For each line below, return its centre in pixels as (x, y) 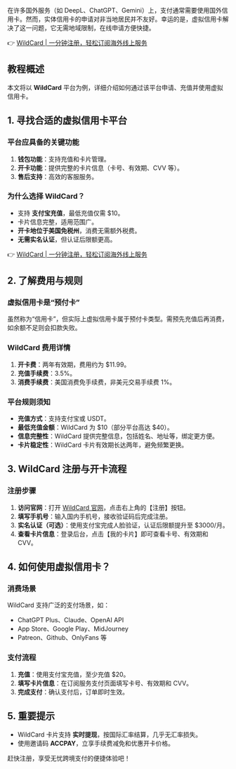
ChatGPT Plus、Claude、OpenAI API (71, 620)
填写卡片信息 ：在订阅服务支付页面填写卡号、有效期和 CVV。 (105, 683)
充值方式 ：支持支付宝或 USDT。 (64, 419)
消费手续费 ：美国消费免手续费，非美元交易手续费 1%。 (97, 382)
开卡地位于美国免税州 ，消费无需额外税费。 (79, 230)
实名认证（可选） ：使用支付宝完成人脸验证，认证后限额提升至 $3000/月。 (123, 525)
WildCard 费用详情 (39, 348)
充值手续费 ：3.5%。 (47, 373)
